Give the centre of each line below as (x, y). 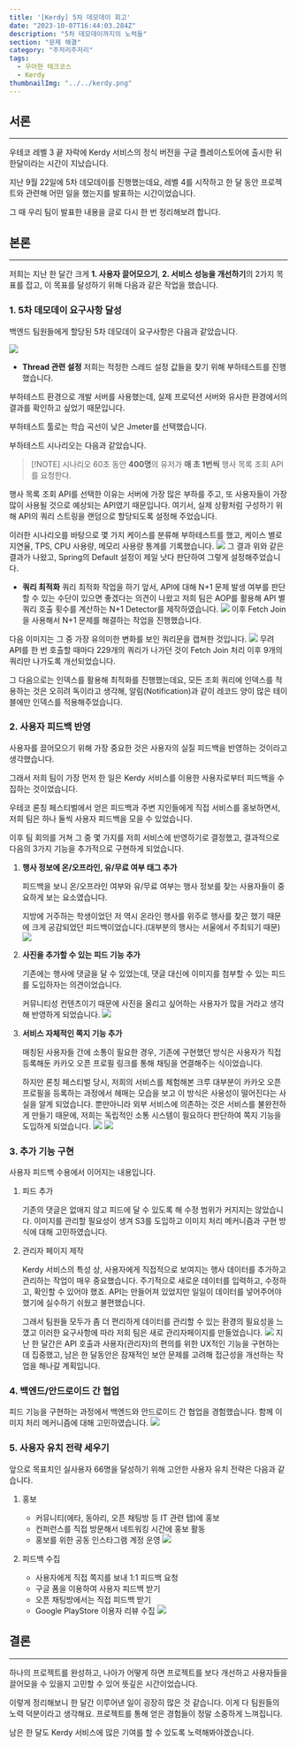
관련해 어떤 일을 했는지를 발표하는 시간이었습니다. (110, 193)
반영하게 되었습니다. (66, 1014)
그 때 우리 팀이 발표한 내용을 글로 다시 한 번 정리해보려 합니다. (115, 212)
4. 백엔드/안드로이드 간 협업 (65, 1391)
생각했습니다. (32, 758)
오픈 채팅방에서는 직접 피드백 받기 (93, 1599)
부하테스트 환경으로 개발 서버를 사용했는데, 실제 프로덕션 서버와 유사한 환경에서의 (148, 396)
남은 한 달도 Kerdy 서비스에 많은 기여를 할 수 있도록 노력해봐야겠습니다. (132, 1732)
